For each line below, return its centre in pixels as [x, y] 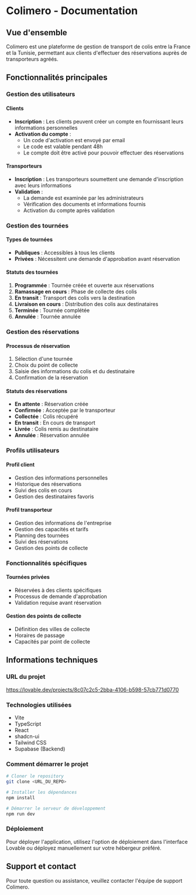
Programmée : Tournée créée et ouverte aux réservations [84, 286]
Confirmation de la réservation [51, 378]
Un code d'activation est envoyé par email [74, 140]
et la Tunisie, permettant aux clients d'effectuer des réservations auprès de [97, 53]
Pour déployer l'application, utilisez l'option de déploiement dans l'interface [97, 842]
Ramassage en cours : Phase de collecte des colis [76, 291]
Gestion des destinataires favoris [54, 496]
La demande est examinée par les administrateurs [83, 197]
